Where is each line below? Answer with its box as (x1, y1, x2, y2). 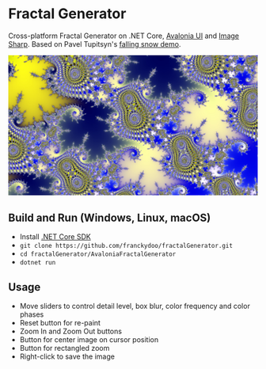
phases (19, 310, 44, 319)
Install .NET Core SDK (19, 232, 91, 242)
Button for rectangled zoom (19, 344, 110, 353)
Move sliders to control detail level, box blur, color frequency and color (19, 302, 251, 311)
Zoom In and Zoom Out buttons (19, 326, 123, 337)
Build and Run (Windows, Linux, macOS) (8, 211, 211, 224)
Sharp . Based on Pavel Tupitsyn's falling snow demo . (8, 39, 181, 48)
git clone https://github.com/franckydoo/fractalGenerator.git (19, 242, 234, 250)
